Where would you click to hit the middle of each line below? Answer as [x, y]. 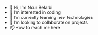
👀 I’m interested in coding [35, 12]
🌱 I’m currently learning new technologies [51, 17]
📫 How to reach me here [35, 28]
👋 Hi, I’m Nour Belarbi [31, 7]
